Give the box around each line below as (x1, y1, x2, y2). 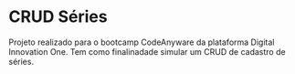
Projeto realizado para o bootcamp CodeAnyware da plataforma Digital (8, 37, 275, 48)
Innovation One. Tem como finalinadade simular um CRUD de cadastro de (8, 46, 286, 57)
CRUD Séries (8, 6, 108, 27)
